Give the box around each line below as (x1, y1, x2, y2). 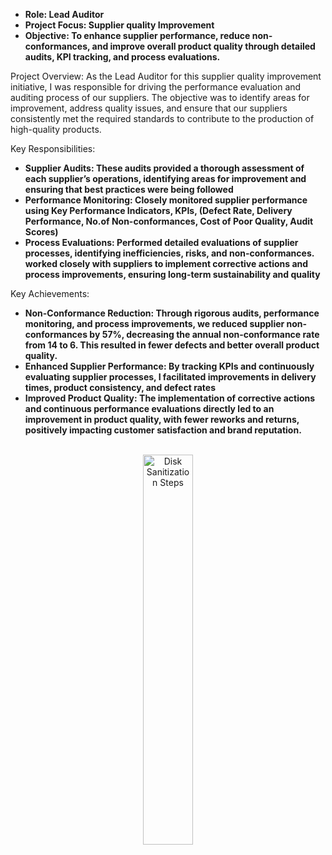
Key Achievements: (10, 288, 90, 299)
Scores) (24, 226, 59, 238)
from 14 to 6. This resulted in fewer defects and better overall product (24, 339, 320, 351)
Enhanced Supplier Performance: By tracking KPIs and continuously (24, 360, 315, 372)
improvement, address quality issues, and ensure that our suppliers (10, 102, 288, 114)
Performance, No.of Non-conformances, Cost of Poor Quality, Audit (24, 215, 314, 227)
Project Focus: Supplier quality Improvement (24, 19, 215, 31)
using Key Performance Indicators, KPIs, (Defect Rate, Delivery (24, 205, 293, 216)
